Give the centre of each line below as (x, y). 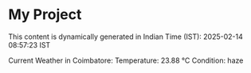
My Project (45, 15)
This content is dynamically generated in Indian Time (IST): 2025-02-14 (125, 36)
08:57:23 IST (29, 44)
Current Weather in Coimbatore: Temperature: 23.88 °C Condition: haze (126, 60)
